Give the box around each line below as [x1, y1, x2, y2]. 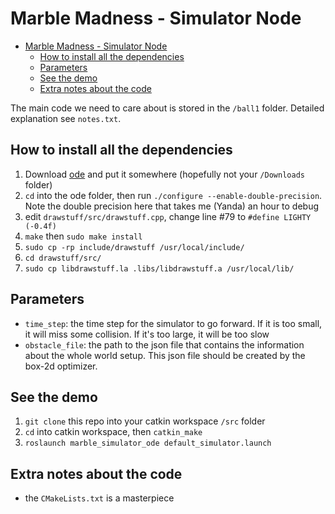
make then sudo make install [24, 230, 143, 242]
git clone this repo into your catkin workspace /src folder [24, 415, 266, 427]
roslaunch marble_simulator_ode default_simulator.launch [24, 438, 272, 449]
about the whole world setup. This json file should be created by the [24, 349, 306, 361]
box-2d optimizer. [24, 360, 98, 372]
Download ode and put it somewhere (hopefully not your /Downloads [24, 168, 305, 180]
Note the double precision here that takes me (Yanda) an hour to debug [24, 200, 320, 212]
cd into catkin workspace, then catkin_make [24, 426, 203, 438]
